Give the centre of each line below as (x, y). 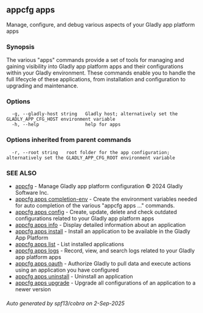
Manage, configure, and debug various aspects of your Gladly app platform (101, 24)
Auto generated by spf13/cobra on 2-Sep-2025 (66, 303)
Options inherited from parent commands (69, 140)
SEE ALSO (22, 173)
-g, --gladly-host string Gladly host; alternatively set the (95, 114)
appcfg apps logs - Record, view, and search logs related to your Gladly (105, 251)
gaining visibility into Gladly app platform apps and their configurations (95, 67)
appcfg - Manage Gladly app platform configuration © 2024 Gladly (99, 186)
